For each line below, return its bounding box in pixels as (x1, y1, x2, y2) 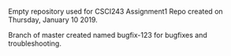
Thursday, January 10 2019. (8, 15, 99, 24)
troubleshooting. (8, 39, 61, 48)
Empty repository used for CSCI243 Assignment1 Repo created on (8, 7, 223, 16)
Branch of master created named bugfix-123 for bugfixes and (8, 31, 207, 39)
